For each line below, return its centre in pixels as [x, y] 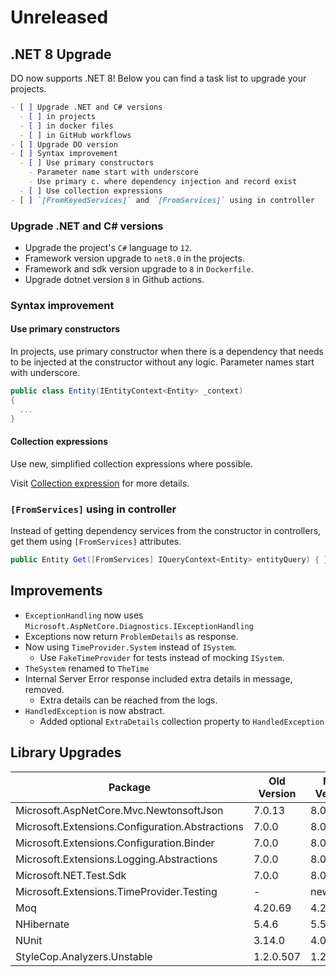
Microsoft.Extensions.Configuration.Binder [115, 843]
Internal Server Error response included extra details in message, [158, 678]
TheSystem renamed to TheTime [87, 668]
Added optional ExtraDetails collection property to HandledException [182, 721]
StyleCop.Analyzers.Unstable [84, 956]
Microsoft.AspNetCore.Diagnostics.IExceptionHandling [139, 626]
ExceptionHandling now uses [84, 615]
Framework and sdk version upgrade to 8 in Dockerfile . [139, 268]
